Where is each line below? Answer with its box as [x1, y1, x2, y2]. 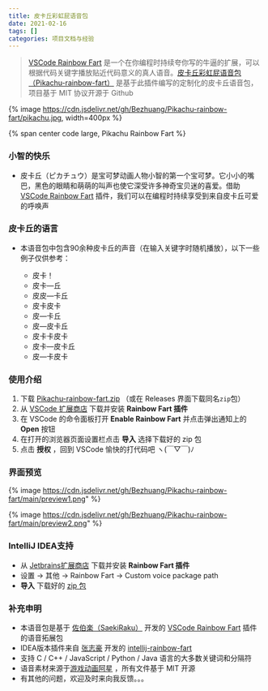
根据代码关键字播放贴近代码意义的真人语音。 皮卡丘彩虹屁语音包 [28, 68, 241, 78]
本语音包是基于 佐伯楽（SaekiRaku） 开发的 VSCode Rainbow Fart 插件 [19, 623, 257, 633]
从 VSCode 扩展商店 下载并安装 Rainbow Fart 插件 [19, 404, 189, 414]
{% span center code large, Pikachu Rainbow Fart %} [8, 129, 186, 139]
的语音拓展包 [19, 633, 63, 643]
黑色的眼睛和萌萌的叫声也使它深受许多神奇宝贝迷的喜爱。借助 [34, 180, 240, 191]
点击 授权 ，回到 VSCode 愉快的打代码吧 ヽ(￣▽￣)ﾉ [19, 444, 194, 454]
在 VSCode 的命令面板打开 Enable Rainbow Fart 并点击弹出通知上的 [19, 414, 247, 424]
